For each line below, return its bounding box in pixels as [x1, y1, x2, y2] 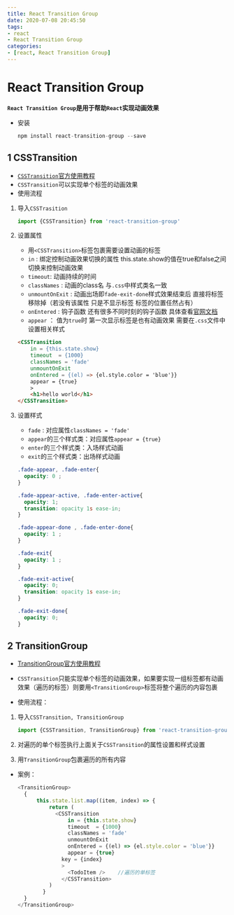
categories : [7, 43, 42, 50]
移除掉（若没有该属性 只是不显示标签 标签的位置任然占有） [27, 298, 197, 307]
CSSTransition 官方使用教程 [17, 171, 96, 179]
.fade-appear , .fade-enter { [17, 467, 99, 474]
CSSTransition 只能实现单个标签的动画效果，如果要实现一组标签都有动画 [17, 674, 224, 683]
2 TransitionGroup [7, 640, 89, 652]
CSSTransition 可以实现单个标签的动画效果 [17, 180, 138, 188]
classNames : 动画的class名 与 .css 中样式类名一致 [27, 281, 168, 289]
